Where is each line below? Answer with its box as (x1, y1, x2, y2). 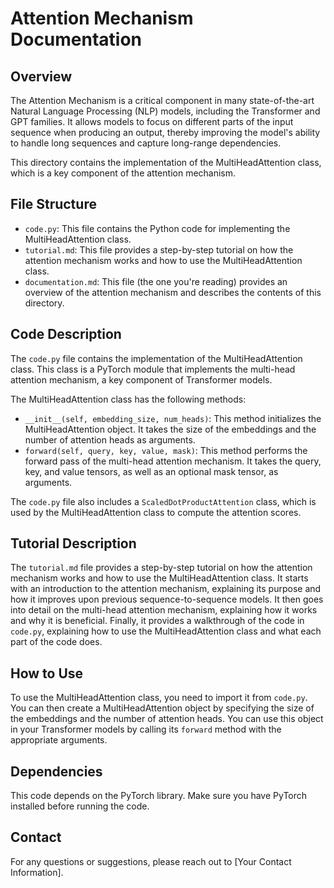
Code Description (10, 326, 122, 343)
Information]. (10, 866, 64, 878)
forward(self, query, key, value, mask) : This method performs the (24, 444, 308, 456)
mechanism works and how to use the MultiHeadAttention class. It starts (10, 572, 309, 584)
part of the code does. (10, 636, 103, 648)
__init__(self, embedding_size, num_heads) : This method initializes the (24, 412, 322, 424)
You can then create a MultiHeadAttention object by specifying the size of (10, 702, 315, 714)
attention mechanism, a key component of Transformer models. (10, 373, 273, 386)
